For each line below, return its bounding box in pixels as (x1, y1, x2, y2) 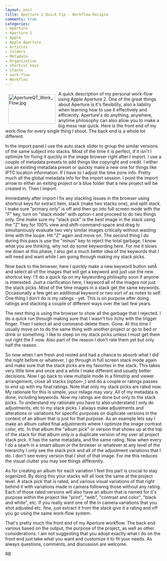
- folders (5, 49, 26, 54)
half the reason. (5, 342, 37, 348)
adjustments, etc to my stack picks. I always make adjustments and (5, 404, 144, 410)
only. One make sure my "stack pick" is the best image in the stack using (5, 216, 155, 222)
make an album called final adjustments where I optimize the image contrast (5, 420, 162, 426)
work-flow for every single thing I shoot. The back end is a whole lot (5, 128, 145, 134)
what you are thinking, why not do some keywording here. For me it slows (5, 243, 157, 249)
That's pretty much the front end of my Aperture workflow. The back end (5, 519, 156, 525)
